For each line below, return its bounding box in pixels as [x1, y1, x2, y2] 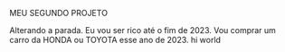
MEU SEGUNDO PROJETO [9, 8, 109, 18]
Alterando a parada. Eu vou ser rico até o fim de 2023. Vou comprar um [9, 25, 276, 35]
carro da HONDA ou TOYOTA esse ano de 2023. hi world [9, 35, 222, 45]
